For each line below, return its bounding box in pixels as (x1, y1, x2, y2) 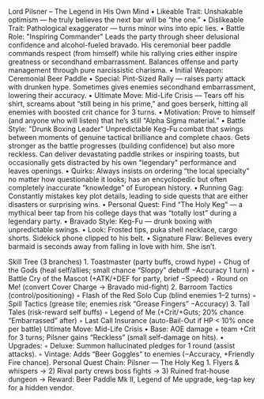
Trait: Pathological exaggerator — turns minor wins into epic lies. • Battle (8, 24, 245, 32)
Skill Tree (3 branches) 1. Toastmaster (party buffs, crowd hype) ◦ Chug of (8, 257, 251, 266)
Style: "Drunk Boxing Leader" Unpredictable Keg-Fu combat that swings (8, 124, 243, 134)
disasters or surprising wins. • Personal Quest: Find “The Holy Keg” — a (8, 200, 243, 209)
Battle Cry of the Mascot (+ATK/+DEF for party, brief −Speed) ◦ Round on (8, 274, 248, 283)
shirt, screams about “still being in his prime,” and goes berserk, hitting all (8, 99, 248, 108)
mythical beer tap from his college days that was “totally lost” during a (8, 209, 237, 217)
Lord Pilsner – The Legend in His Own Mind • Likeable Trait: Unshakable (8, 7, 243, 16)
